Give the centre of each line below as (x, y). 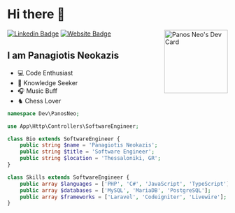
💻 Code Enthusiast (45, 73)
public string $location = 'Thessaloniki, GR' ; (90, 159)
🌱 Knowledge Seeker (48, 82)
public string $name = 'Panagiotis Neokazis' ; (89, 145)
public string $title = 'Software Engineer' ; (87, 152)
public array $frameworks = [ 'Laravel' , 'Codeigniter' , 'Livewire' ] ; (123, 197)
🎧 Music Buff (37, 91)
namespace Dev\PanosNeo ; (43, 113)
